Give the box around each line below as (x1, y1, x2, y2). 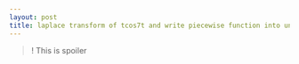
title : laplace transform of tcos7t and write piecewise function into (9, 21, 280, 30)
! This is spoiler (30, 45, 87, 55)
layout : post (9, 12, 58, 22)
